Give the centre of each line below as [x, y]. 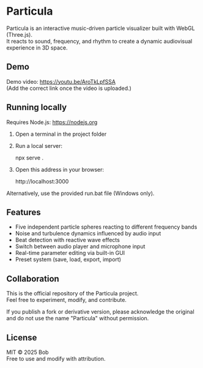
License [22, 337]
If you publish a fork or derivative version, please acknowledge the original [100, 312]
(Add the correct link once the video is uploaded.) [69, 88]
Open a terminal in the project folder [61, 134]
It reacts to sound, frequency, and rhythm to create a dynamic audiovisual [99, 41]
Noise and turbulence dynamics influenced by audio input [88, 234]
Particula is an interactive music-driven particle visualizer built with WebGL [101, 28]
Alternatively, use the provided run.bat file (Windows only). [80, 193]
